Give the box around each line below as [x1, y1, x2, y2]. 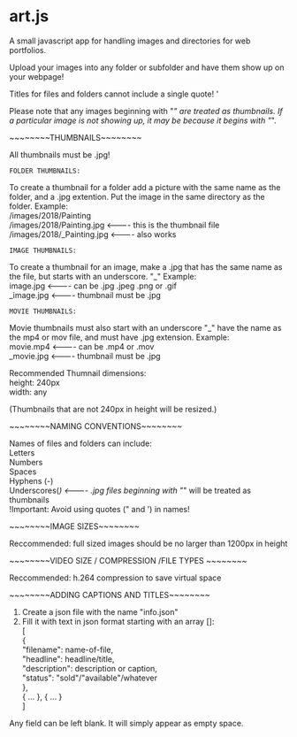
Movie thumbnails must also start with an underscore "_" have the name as [9, 322, 282, 333]
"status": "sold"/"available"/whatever [21, 672, 157, 683]
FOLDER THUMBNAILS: [9, 166, 81, 175]
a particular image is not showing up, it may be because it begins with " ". [9, 115, 277, 126]
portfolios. [9, 44, 47, 55]
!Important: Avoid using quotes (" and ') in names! [9, 503, 190, 514]
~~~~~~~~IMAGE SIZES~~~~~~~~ [9, 520, 140, 532]
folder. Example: [9, 201, 68, 211]
